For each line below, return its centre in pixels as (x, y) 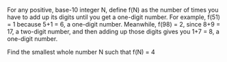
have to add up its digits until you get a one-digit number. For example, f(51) (114, 17)
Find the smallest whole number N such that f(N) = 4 (81, 52)
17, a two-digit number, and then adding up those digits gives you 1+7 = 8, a (113, 31)
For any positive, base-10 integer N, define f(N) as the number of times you (113, 10)
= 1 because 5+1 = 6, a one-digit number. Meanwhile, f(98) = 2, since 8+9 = (114, 24)
